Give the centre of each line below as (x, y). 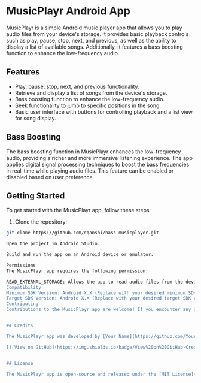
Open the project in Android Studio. (53, 244)
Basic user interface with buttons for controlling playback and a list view (104, 111)
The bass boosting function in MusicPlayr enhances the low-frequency (94, 152)
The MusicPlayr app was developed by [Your (61, 336)
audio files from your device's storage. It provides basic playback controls (98, 34)
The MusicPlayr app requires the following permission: (77, 271)
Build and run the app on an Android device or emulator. (80, 255)
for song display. (36, 118)
